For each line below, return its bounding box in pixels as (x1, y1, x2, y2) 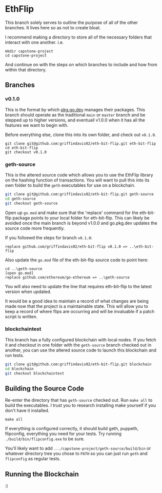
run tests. (5, 352, 24, 358)
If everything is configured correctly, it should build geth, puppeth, (5, 426, 139, 432)
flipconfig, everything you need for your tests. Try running (5, 431, 122, 437)
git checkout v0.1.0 (5, 150, 47, 155)
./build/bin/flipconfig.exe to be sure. (5, 436, 85, 442)
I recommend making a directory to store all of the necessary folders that (5, 34, 152, 40)
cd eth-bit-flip (5, 145, 38, 150)
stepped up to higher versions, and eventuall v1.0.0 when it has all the (5, 117, 145, 123)
